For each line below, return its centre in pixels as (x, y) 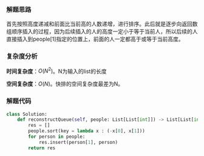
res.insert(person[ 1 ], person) (78, 142)
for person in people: (57, 137)
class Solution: (27, 114)
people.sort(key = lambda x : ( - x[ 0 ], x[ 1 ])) (87, 131)
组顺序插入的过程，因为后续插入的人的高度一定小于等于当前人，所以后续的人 (102, 32)
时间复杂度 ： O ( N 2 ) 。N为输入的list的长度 (56, 70)
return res (42, 148)
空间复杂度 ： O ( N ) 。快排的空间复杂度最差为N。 (65, 84)
